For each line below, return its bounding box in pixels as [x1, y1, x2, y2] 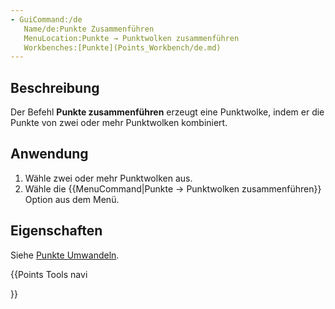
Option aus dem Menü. [24, 193, 120, 205]
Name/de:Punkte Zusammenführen [23, 24, 155, 34]
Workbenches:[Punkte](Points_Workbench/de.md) [23, 42, 222, 53]
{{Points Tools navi [10, 268, 88, 280]
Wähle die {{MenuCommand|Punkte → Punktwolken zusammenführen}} [24, 182, 322, 195]
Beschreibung [10, 79, 100, 96]
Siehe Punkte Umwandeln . [10, 249, 120, 261]
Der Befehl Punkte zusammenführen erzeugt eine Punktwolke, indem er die [10, 106, 325, 118]
